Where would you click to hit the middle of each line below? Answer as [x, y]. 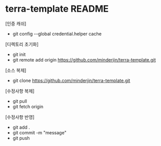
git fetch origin [28, 106]
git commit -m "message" [40, 132]
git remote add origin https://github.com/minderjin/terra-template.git [84, 60]
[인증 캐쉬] [16, 23]
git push [21, 138]
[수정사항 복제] [20, 91]
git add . [21, 127]
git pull [20, 101]
